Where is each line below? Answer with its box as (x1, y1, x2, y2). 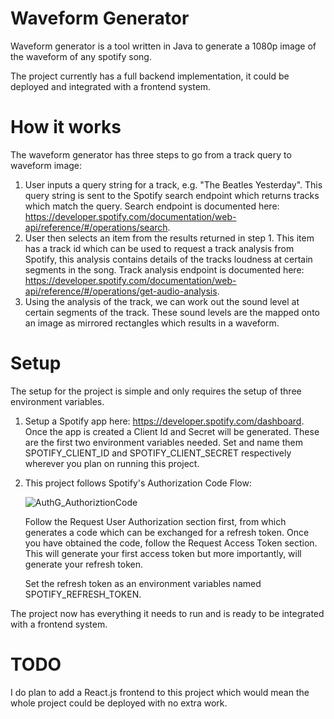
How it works (10, 116, 122, 139)
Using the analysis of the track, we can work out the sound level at (24, 295, 300, 307)
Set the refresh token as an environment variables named (24, 577, 262, 589)
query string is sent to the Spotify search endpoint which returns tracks (24, 189, 320, 201)
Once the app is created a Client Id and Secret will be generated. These (24, 425, 320, 437)
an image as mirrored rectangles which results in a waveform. (24, 317, 280, 329)
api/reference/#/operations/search (24, 221, 168, 233)
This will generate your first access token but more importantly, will (24, 547, 302, 559)
